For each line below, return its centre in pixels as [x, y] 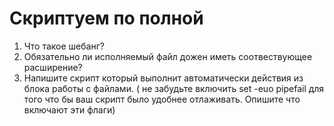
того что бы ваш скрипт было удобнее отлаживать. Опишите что [162, 99]
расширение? [53, 67]
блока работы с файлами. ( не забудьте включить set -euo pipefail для [174, 88]
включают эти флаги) [69, 109]
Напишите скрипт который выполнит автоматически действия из [163, 78]
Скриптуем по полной [106, 18]
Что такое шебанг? [64, 46]
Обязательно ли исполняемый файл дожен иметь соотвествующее [168, 56]
